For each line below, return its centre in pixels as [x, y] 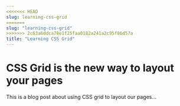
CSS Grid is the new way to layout [90, 68]
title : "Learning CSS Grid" [41, 39]
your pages [35, 81]
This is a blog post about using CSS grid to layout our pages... [81, 97]
